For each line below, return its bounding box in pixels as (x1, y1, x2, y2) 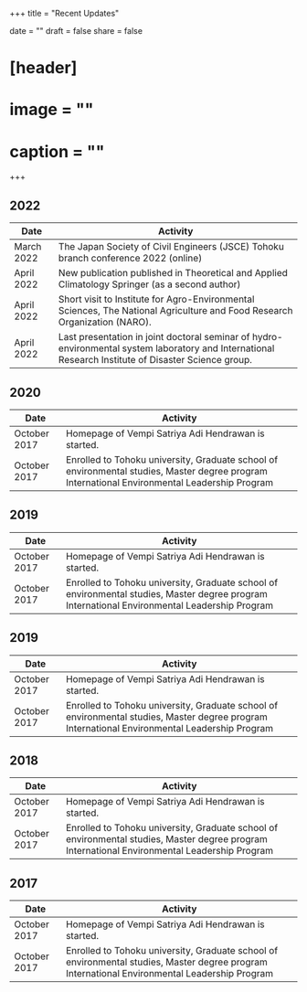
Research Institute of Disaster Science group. (58, 354, 253, 367)
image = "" (9, 100, 94, 120)
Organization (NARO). (58, 315, 153, 328)
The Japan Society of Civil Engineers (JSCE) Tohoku (58, 240, 285, 253)
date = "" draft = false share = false (9, 26, 143, 36)
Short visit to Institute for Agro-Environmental (58, 293, 255, 305)
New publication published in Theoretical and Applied (58, 267, 288, 280)
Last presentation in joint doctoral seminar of (58, 331, 250, 344)
